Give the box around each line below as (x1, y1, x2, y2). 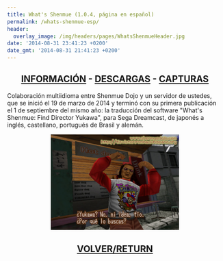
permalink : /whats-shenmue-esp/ (7, 18, 99, 25)
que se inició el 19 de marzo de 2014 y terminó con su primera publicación (7, 99, 217, 107)
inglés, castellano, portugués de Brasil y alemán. (7, 121, 144, 129)
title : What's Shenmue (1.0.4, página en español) (7, 11, 155, 18)
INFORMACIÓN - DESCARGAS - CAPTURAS (21, 73, 209, 85)
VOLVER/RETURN (77, 243, 153, 255)
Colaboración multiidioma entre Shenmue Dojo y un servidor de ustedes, (7, 91, 212, 99)
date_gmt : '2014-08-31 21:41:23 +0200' (7, 47, 121, 54)
